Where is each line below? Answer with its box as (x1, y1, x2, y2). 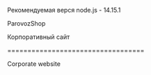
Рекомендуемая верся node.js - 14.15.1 (7, 6, 121, 14)
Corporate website (7, 60, 61, 68)
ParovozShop (7, 19, 46, 27)
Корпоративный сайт (7, 33, 70, 41)
